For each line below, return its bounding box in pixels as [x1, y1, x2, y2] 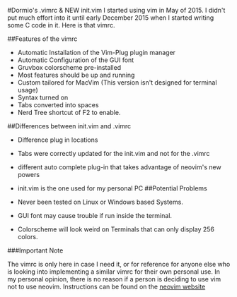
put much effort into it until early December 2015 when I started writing [7, 13, 214, 22]
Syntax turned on [17, 93, 69, 102]
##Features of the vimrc [7, 35, 78, 43]
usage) [17, 86, 39, 94]
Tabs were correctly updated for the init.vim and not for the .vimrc [17, 150, 210, 157]
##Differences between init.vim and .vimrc [7, 122, 132, 130]
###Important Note [7, 246, 64, 255]
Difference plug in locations [17, 135, 98, 144]
